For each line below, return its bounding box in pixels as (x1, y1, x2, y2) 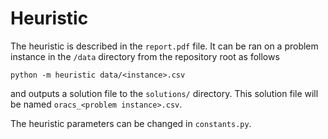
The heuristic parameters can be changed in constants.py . (10, 117, 252, 129)
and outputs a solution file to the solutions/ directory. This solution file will (10, 87, 319, 99)
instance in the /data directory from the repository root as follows (10, 50, 280, 62)
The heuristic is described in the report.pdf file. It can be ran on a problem (10, 40, 319, 52)
